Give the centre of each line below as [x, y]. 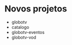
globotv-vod [24, 37]
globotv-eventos [28, 32]
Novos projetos [36, 9]
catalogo [20, 27]
